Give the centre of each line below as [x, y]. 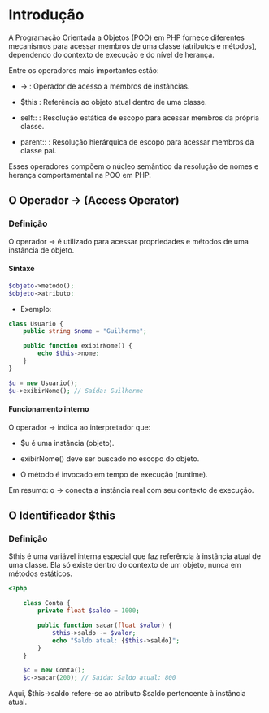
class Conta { [47, 603]
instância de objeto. [41, 250]
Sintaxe [22, 269]
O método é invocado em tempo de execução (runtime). [114, 474]
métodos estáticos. [41, 573]
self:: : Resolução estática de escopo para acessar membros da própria [140, 117]
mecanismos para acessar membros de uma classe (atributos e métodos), [133, 45]
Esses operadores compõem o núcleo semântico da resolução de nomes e [134, 166]
